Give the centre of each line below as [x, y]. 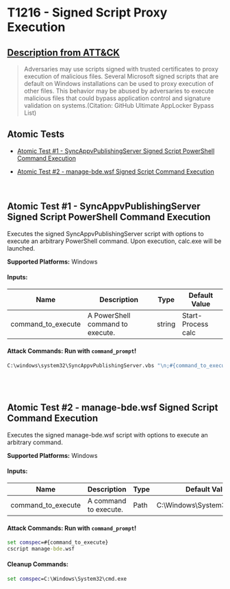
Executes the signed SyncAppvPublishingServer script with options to [105, 233]
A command [107, 500]
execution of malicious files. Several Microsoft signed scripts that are [121, 76]
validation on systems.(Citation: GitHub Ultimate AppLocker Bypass [119, 105]
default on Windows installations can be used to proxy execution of [119, 83]
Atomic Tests [36, 134]
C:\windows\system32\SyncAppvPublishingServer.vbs [81, 366]
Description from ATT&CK [63, 53]
